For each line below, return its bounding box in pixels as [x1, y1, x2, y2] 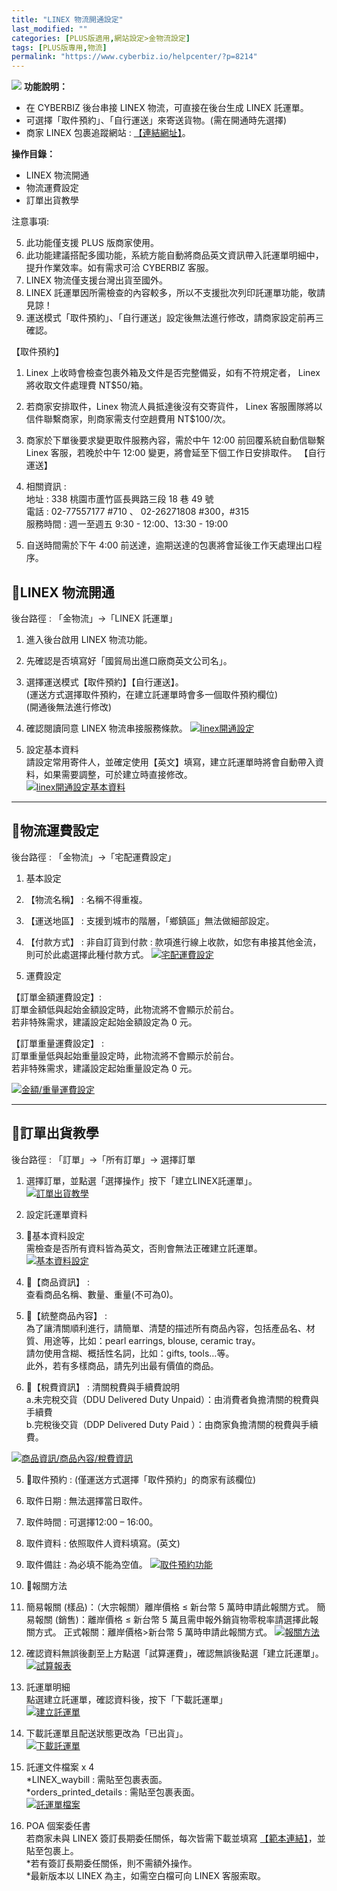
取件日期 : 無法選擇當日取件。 [25, 1494, 148, 1506]
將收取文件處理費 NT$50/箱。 [25, 379, 149, 391]
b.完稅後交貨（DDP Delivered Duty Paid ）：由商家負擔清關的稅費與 [25, 1418, 301, 1430]
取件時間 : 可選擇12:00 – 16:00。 [25, 1516, 159, 1528]
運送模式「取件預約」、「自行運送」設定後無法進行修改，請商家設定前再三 [25, 312, 324, 324]
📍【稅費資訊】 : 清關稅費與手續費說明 [25, 1381, 180, 1393]
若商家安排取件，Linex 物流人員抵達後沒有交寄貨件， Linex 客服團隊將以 [25, 401, 323, 413]
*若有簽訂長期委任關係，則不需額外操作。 [25, 1857, 198, 1869]
